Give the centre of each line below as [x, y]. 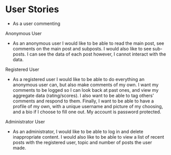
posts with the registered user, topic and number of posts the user [82, 142]
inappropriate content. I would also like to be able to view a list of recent [88, 137]
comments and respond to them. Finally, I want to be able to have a [83, 101]
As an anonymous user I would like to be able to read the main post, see [88, 43]
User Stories [32, 9]
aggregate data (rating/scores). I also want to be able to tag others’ [83, 95]
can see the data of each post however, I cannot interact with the [98, 54]
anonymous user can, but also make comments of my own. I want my [86, 85]
